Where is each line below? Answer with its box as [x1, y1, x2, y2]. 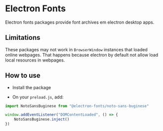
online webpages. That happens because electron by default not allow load [5, 52, 159, 58]
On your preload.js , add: [12, 94, 64, 100]
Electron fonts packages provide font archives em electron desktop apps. [5, 19, 155, 25]
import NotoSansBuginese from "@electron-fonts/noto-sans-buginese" [5, 103, 149, 108]
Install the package [12, 84, 51, 90]
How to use [5, 71, 41, 80]
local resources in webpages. [5, 57, 65, 63]
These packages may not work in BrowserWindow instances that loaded [5, 46, 148, 52]
